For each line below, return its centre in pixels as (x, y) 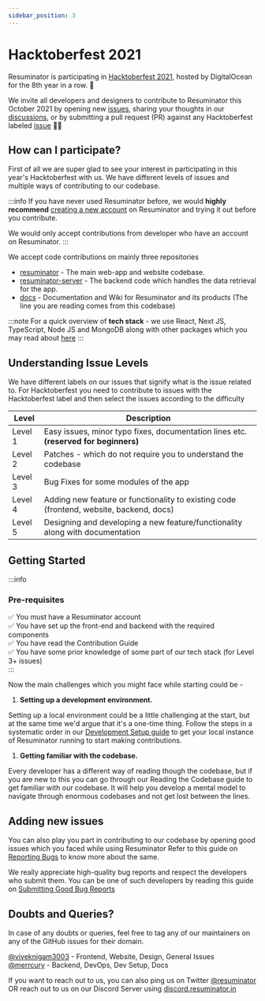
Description (148, 418)
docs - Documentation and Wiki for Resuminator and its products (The (134, 298)
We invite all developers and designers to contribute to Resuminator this (125, 100)
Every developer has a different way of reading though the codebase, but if (131, 771)
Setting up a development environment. (86, 700)
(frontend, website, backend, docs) (109, 510)
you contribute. (33, 218)
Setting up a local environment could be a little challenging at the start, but (129, 715)
